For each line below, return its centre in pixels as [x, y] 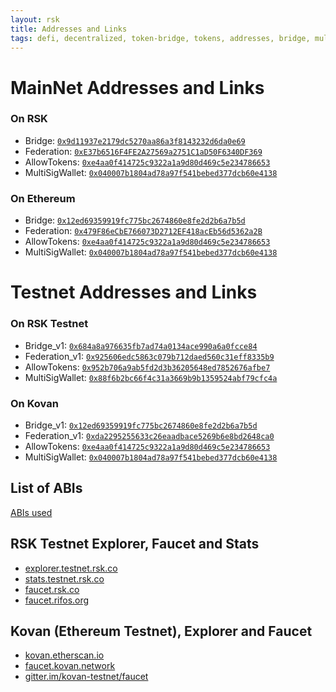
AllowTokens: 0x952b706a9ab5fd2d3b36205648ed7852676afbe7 [147, 367]
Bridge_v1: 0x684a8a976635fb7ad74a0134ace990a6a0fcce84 [141, 345]
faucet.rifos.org [57, 600]
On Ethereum [43, 198]
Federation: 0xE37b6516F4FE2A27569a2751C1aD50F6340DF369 [143, 151]
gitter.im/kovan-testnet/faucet [86, 677]
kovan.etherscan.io [64, 655]
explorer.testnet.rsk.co [71, 568]
